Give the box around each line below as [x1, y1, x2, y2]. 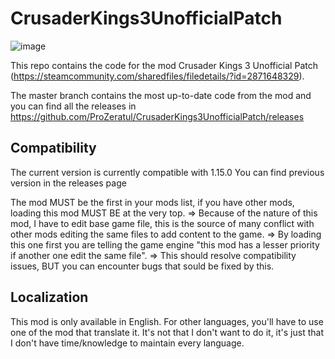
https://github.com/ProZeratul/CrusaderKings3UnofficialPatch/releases [10, 110, 305, 122]
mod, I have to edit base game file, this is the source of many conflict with [10, 217, 315, 229]
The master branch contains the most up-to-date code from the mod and [10, 89, 312, 101]
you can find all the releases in [10, 100, 137, 112]
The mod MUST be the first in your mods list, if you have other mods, [10, 196, 295, 208]
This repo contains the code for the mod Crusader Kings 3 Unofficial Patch [10, 59, 318, 71]
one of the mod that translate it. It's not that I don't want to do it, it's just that [10, 326, 324, 338]
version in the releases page [10, 177, 127, 189]
